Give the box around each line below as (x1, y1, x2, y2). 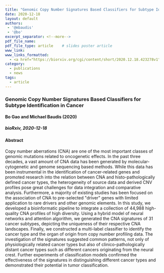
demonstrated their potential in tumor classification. (5, 262, 109, 268)
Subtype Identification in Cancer (5, 102, 84, 109)
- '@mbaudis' (7, 25, 34, 30)
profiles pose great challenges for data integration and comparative (5, 184, 141, 190)
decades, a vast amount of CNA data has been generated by (5, 158, 127, 164)
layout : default (5, 16, 38, 21)
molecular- (127, 158, 150, 164)
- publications (9, 66, 41, 71)
